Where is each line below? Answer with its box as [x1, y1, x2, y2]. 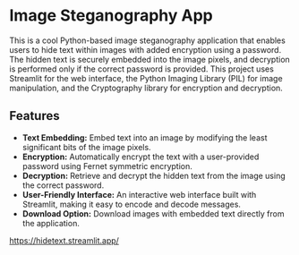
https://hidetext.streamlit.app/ [9, 234, 119, 246]
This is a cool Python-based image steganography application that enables [9, 35, 286, 46]
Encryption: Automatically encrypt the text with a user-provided [21, 151, 260, 162]
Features [9, 108, 60, 123]
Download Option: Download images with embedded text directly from [21, 208, 285, 219]
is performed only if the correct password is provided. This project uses [9, 64, 275, 74]
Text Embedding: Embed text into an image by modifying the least [21, 132, 268, 143]
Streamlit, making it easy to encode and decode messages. [21, 199, 242, 209]
